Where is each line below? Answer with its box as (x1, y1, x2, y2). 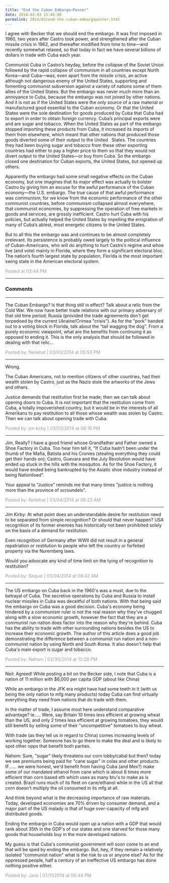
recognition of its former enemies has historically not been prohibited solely (5, 522, 162, 528)
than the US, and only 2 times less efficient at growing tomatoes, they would (5, 717, 163, 723)
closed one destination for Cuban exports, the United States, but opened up (5, 159, 162, 165)
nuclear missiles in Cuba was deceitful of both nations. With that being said (5, 598, 161, 604)
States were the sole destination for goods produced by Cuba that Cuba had (5, 110, 163, 116)
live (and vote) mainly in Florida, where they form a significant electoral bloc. (5, 248, 164, 254)
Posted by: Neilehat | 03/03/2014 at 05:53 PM (5, 349, 101, 355)
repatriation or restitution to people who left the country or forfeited (5, 542, 145, 548)
